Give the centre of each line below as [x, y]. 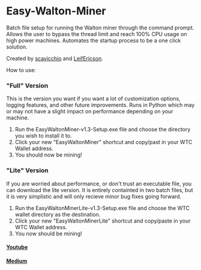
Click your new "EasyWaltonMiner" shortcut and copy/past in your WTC [103, 142]
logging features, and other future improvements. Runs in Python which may [100, 105]
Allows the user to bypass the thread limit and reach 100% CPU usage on [97, 34]
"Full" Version [27, 85]
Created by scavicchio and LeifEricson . [55, 58]
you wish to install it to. [43, 136]
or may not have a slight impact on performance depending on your [90, 112]
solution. [17, 47]
